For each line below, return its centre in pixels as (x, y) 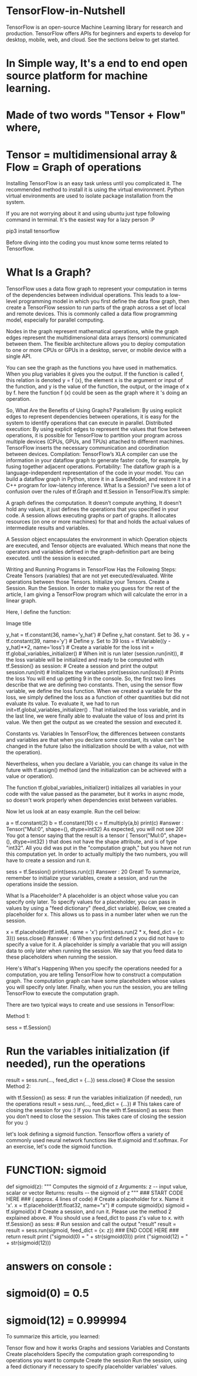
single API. (19, 356)
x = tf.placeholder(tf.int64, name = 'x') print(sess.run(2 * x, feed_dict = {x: (95, 932)
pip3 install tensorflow (33, 231)
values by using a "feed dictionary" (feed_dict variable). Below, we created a (98, 908)
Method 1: (18, 1016)
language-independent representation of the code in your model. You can (95, 473)
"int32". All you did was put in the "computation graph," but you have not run (98, 848)
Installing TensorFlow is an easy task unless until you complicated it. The (94, 183)
